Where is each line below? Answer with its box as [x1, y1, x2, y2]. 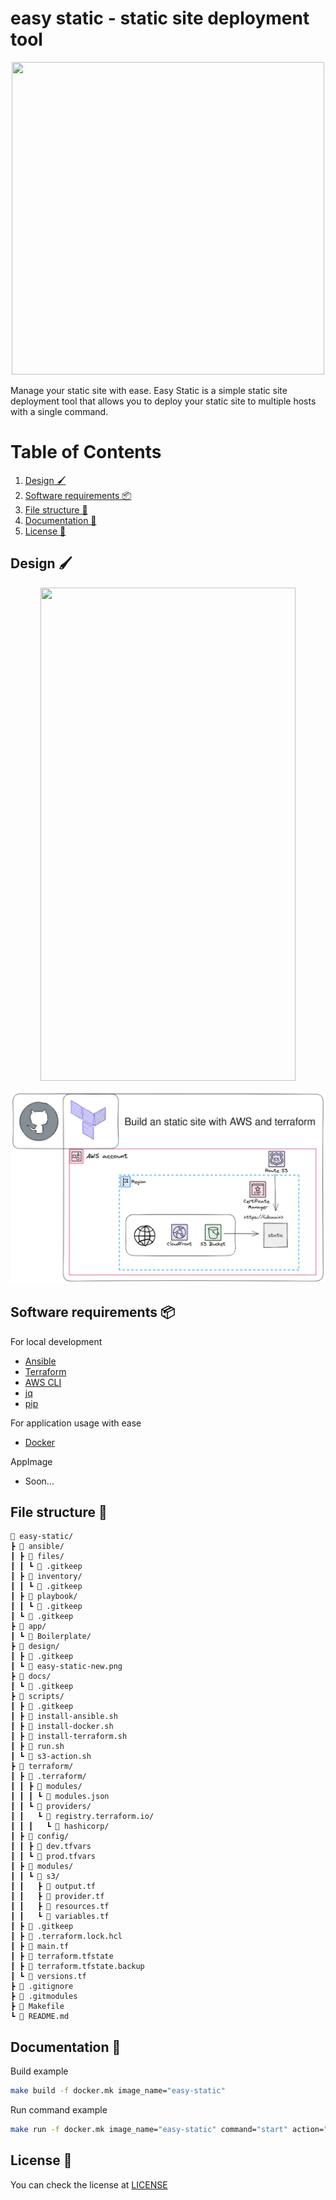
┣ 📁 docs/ [10, 1672, 52, 1682]
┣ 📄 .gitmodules [10, 1992, 78, 2002]
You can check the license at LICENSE [10, 2178, 168, 2191]
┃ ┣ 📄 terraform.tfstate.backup [10, 1962, 145, 1972]
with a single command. [10, 405, 109, 417]
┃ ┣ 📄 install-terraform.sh [10, 1732, 128, 1742]
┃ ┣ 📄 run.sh [10, 1742, 65, 1752]
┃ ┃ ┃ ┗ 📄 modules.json [10, 1792, 110, 1802]
